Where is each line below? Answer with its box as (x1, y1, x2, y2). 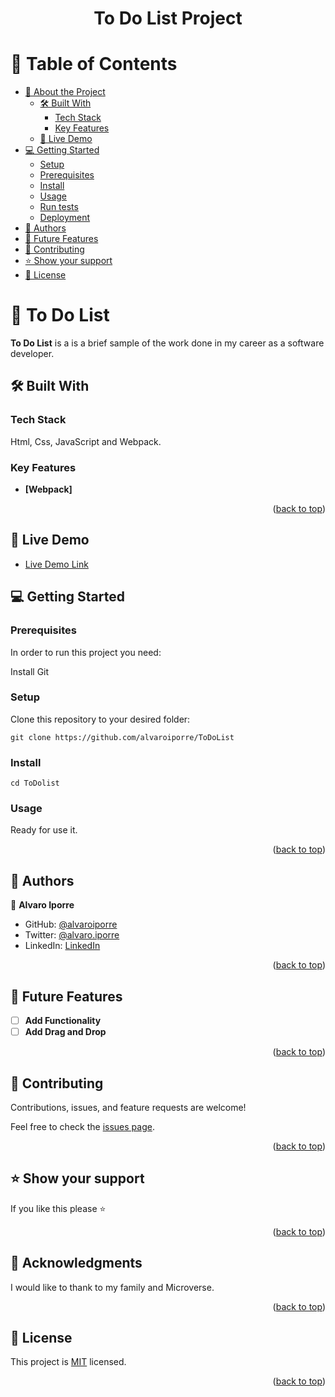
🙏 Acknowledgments (10, 1255, 143, 1272)
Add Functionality (24, 1015, 102, 1027)
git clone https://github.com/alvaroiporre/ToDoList (10, 732, 235, 742)
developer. (10, 348, 55, 360)
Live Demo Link (24, 558, 89, 570)
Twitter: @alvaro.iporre (24, 929, 120, 941)
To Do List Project (93, 7, 243, 30)
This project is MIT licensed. (10, 1356, 127, 1368)
